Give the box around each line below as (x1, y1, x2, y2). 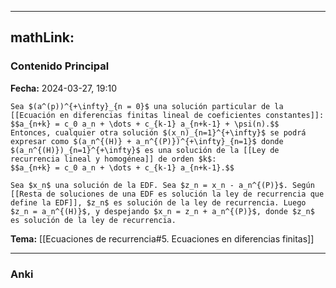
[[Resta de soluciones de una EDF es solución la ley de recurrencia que (10, 189, 325, 199)
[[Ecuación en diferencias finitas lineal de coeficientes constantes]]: (10, 110, 325, 120)
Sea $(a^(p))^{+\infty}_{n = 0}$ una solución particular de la (10, 101, 284, 111)
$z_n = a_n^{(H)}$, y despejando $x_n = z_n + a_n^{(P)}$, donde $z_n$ (10, 206, 315, 216)
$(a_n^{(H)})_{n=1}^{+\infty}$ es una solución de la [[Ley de (10, 145, 280, 155)
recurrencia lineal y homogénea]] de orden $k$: (10, 154, 217, 164)
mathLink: (10, 29, 75, 46)
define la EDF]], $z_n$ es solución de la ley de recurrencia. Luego (10, 197, 307, 208)
